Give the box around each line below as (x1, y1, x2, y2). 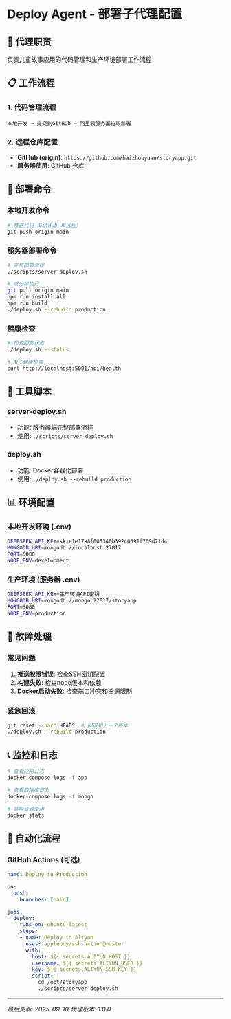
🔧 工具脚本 (7, 386, 52, 397)
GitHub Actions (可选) (7, 855, 80, 864)
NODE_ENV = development (7, 557, 69, 564)
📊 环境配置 (7, 496, 55, 509)
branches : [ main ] (19, 896, 69, 903)
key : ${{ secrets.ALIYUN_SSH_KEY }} (32, 966, 137, 973)
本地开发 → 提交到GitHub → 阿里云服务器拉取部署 (7, 120, 132, 127)
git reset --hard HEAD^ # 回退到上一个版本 (7, 722, 129, 729)
